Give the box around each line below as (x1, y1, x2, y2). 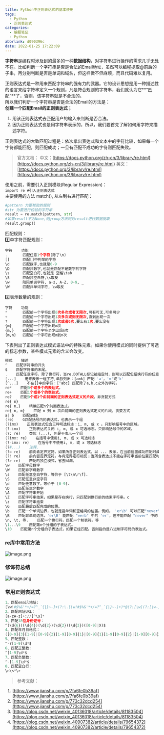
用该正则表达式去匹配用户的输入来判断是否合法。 (12, 115, 111, 121)
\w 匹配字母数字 (5, 463, 41, 468)
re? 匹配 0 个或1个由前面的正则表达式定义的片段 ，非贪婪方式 (5, 394, 116, 399)
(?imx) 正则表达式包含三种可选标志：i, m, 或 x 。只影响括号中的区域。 (5, 422, 142, 427)
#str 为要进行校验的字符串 (5, 207, 53, 212)
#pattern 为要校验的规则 (5, 203, 50, 208)
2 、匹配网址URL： (5, 609, 36, 614)
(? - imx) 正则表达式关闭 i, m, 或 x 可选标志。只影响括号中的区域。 (5, 426, 135, 432)
